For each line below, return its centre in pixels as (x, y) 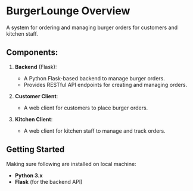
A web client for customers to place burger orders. (86, 108)
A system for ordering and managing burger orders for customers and (92, 27)
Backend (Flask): (36, 67)
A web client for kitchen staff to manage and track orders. (94, 131)
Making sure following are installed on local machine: (71, 164)
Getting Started (35, 150)
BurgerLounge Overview (68, 11)
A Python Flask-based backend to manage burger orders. (94, 78)
